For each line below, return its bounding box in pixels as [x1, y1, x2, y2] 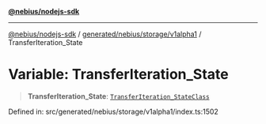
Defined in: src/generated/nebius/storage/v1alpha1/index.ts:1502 [8, 107, 219, 116]
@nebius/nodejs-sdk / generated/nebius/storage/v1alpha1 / [8, 29, 202, 39]
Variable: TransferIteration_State [8, 66, 229, 84]
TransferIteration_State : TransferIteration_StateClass [27, 91, 210, 101]
